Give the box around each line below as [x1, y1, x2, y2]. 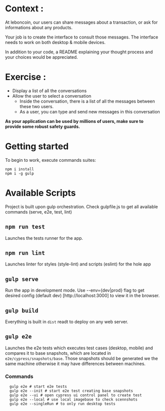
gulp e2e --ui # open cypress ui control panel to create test [9, 393, 142, 398]
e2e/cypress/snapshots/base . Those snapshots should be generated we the [5, 355, 158, 361]
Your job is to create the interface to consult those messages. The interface [5, 34, 159, 40]
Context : [5, 3, 44, 14]
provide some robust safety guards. [5, 123, 80, 129]
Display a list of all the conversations [12, 87, 87, 94]
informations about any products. [5, 24, 73, 30]
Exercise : [5, 72, 46, 83]
